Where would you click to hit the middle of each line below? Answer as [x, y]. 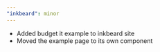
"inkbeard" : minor [33, 14]
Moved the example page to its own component [85, 41]
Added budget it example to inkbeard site [75, 33]
